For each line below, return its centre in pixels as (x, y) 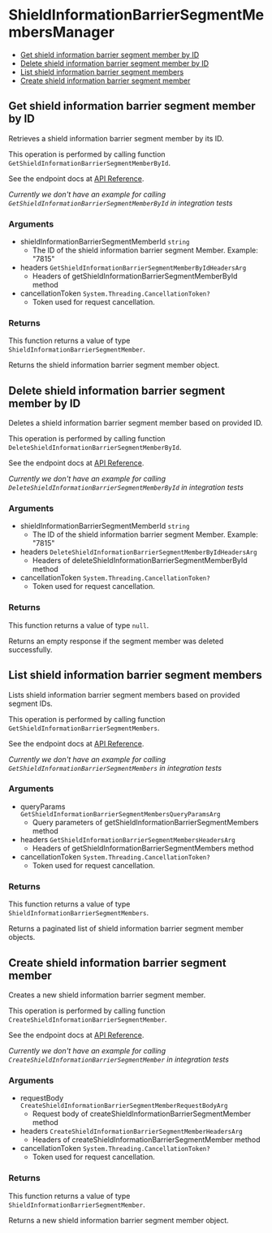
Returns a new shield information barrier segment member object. (119, 1220)
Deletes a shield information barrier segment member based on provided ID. (136, 423)
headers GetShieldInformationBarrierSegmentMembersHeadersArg (127, 839)
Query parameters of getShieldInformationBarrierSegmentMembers (145, 822)
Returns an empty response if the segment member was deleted (116, 641)
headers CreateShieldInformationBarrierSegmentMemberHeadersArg (131, 1131)
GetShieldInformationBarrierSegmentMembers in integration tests (115, 768)
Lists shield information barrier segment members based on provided (124, 694)
